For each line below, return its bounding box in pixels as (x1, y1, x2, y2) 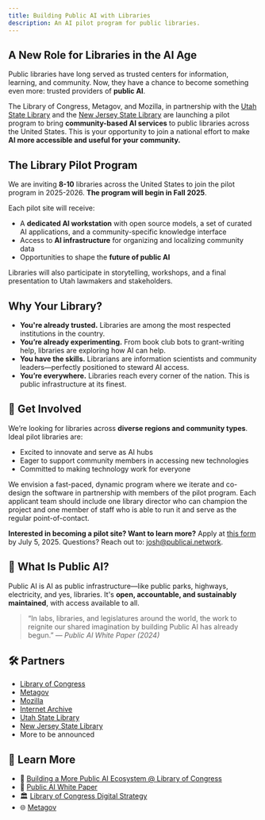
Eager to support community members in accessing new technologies (19, 456, 249, 465)
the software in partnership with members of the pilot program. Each (32, 487, 256, 497)
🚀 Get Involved (8, 402, 82, 416)
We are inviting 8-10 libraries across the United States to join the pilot (8, 179, 236, 189)
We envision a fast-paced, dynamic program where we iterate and (8, 479, 225, 489)
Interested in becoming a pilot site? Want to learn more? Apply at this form (8, 529, 256, 538)
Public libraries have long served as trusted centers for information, (8, 69, 229, 79)
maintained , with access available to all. (8, 598, 140, 607)
